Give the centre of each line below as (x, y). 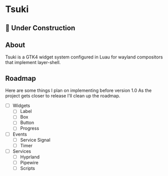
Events (20, 134)
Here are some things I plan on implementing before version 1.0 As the (78, 91)
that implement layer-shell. (33, 63)
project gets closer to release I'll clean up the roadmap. (63, 96)
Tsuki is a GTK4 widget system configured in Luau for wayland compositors (84, 57)
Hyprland (30, 157)
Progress (30, 128)
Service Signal (35, 140)
